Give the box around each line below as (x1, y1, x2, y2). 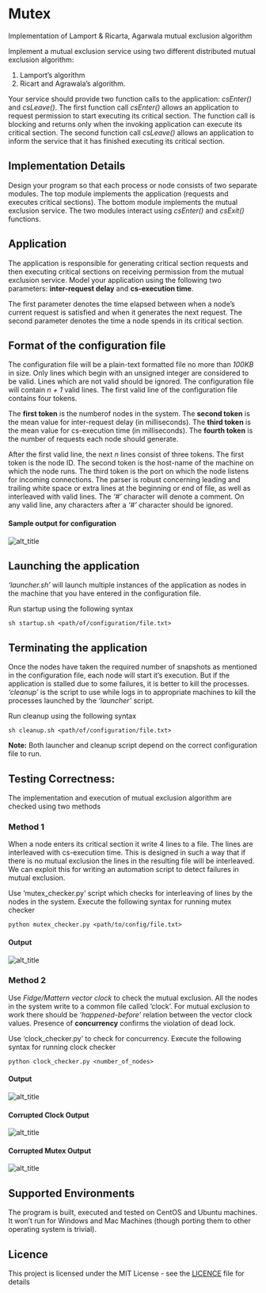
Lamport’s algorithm (19, 70, 85, 79)
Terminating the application (8, 641, 148, 654)
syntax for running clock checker (8, 1042, 116, 1052)
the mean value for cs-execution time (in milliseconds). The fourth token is (8, 426, 253, 435)
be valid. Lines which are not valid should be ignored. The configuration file (8, 376, 254, 386)
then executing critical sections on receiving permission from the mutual (8, 267, 244, 276)
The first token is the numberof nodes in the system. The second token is (8, 409, 251, 419)
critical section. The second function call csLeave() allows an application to (8, 128, 254, 137)
